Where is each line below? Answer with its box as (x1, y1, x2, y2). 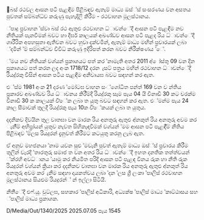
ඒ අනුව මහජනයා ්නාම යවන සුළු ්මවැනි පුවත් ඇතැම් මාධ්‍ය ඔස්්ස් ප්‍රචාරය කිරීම (6, 142, 189, 149)
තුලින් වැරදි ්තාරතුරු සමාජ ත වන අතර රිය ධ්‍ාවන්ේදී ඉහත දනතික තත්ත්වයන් (6, 149, 190, 156)
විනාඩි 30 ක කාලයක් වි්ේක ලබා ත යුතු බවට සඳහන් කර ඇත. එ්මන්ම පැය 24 (6, 97, 189, 104)
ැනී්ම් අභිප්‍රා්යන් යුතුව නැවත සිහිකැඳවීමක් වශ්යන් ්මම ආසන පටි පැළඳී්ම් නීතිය (6, 123, 185, 130)
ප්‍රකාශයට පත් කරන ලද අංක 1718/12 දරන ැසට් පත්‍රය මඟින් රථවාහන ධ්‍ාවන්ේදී (6, 64, 192, 71)
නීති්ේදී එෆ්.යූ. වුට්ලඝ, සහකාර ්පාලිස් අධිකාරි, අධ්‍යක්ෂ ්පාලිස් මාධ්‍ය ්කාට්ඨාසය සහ (6, 188, 198, 195)
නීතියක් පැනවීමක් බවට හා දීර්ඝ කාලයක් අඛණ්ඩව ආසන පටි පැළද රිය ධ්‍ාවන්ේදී (6, 32, 195, 39)
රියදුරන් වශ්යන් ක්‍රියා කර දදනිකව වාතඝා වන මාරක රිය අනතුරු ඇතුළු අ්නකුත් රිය (6, 162, 188, 170)
